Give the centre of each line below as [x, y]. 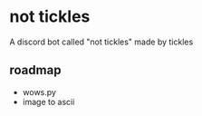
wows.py [39, 92]
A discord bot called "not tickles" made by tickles [101, 42]
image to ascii [48, 101]
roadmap [35, 70]
